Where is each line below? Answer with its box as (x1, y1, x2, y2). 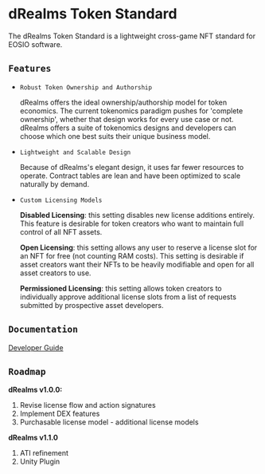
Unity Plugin (19, 456, 60, 467)
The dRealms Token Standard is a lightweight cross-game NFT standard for (8, 31, 256, 41)
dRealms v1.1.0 (8, 433, 58, 443)
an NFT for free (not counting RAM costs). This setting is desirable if (19, 251, 244, 260)
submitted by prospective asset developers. (19, 300, 165, 310)
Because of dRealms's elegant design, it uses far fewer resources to (19, 162, 244, 172)
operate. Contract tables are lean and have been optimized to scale (19, 171, 241, 180)
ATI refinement (19, 448, 69, 458)
